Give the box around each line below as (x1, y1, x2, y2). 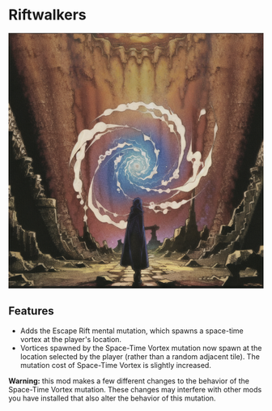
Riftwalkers (8, 6, 87, 24)
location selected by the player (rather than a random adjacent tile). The (19, 351, 261, 362)
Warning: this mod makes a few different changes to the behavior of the (8, 375, 249, 386)
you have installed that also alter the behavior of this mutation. (8, 393, 216, 403)
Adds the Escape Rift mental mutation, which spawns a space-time (19, 326, 244, 336)
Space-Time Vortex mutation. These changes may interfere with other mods (8, 384, 262, 394)
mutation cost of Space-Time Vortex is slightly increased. (19, 360, 212, 370)
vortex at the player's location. (19, 334, 122, 344)
